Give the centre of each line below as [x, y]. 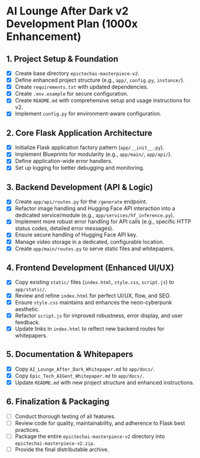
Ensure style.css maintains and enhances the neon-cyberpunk [93, 302]
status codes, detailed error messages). [64, 228]
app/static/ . [31, 289]
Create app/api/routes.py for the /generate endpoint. [81, 202]
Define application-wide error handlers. [64, 161]
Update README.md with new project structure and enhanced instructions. [105, 382]
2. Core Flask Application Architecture [79, 133]
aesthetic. [27, 309]
